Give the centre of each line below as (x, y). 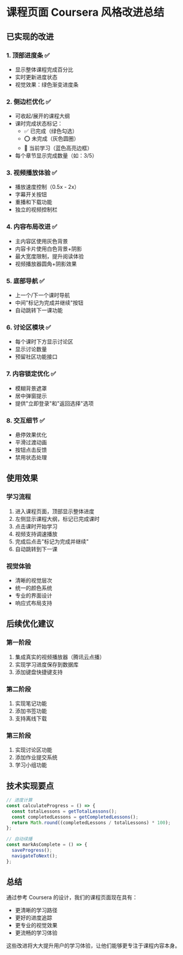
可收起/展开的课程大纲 (42, 116)
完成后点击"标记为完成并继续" (52, 541)
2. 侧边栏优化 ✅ (29, 101)
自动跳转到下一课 (36, 549)
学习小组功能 (31, 765)
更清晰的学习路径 (36, 910)
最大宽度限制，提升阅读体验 (49, 256)
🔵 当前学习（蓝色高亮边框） (58, 148)
